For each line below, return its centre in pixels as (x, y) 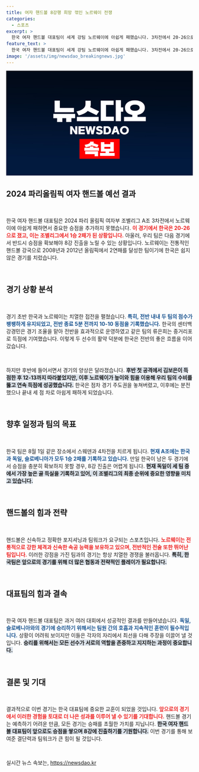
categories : (21, 19)
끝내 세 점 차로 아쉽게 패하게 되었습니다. (68, 392)
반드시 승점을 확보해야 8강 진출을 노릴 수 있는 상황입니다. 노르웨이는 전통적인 (101, 243)
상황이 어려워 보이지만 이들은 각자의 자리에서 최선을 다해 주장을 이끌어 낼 (102, 635)
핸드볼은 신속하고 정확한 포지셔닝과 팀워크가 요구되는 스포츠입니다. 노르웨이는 (96, 540)
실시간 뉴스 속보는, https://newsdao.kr (51, 763)
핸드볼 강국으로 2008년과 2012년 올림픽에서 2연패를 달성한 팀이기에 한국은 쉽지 (98, 250)
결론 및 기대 (26, 682)
